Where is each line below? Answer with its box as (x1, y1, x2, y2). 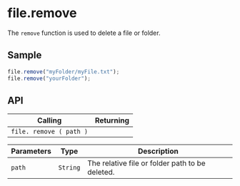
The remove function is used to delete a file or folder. (7, 29, 161, 37)
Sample (7, 49, 42, 61)
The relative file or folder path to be (87, 158, 206, 168)
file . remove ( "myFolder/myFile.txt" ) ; (7, 68, 120, 76)
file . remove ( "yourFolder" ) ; (7, 75, 91, 82)
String (58, 164, 81, 172)
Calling (36, 115, 62, 125)
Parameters (11, 146, 51, 156)
